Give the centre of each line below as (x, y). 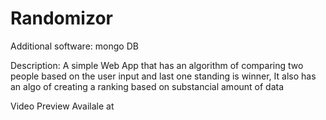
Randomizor (61, 18)
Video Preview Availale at (62, 106)
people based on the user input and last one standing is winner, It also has (163, 76)
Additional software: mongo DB (74, 46)
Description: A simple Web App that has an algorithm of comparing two (157, 65)
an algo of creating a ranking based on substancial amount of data (147, 86)
